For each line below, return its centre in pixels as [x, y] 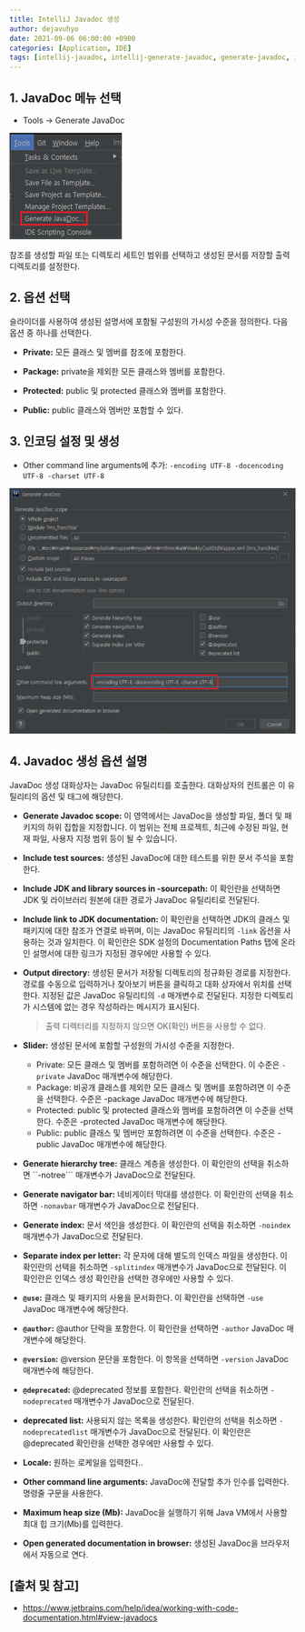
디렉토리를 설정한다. [44, 266]
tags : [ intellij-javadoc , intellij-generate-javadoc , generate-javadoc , [150, 58]
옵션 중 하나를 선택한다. [51, 333]
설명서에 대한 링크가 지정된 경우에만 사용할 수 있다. [122, 953]
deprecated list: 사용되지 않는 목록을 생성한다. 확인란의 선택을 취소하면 [150, 1420]
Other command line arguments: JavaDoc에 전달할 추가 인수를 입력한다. [156, 1481]
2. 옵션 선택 [40, 298]
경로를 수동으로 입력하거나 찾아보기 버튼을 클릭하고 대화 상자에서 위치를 [148, 984]
